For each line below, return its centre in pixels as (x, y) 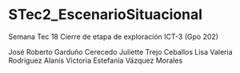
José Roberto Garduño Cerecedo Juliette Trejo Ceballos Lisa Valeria (121, 52)
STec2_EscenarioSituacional (105, 15)
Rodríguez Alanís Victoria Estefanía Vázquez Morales (96, 60)
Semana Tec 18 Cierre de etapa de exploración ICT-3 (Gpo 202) (113, 36)
